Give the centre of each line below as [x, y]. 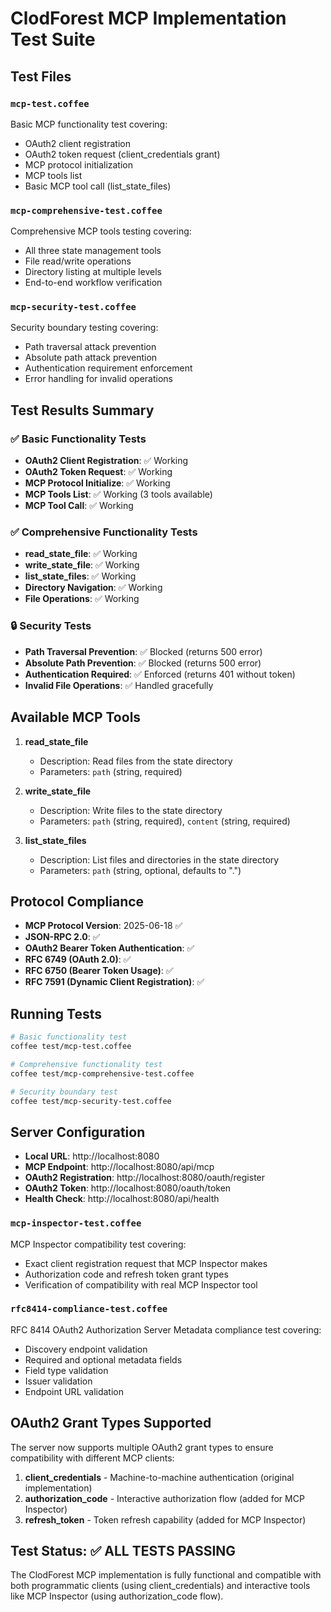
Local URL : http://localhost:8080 [92, 1156]
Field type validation [66, 1370]
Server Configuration [78, 1132]
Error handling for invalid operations [98, 379]
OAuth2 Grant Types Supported [111, 1423]
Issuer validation [58, 1381]
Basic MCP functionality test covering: [89, 124]
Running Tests [56, 1013]
